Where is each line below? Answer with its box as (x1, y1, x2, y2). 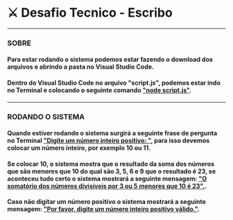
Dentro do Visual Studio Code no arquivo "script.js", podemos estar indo (7, 78, 221, 87)
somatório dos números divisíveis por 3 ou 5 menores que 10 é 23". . (7, 182, 207, 190)
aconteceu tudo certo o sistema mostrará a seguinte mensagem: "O (7, 174, 207, 183)
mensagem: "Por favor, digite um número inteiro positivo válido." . (7, 205, 200, 213)
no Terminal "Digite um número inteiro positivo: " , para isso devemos (7, 137, 210, 145)
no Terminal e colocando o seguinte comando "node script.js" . (7, 86, 192, 94)
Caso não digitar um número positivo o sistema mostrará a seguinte (7, 198, 207, 206)
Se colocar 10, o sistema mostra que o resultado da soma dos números (7, 160, 215, 168)
